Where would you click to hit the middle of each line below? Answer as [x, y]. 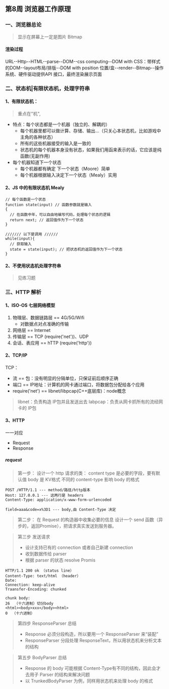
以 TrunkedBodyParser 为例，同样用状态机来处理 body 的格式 [89, 681]
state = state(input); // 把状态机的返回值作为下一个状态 [66, 249]
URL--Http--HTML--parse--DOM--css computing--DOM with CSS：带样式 [83, 61]
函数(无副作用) [35, 156]
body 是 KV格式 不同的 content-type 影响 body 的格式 [83, 479]
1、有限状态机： [22, 101]
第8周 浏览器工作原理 [38, 9]
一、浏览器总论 [23, 25]
